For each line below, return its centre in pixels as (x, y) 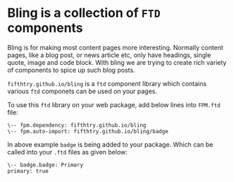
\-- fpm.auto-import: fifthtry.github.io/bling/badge (88, 131)
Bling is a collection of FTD (84, 13)
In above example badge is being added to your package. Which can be (110, 144)
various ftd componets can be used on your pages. (82, 91)
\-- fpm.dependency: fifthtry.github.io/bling (77, 125)
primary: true (28, 171)
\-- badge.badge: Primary (45, 165)
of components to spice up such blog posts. (71, 70)
